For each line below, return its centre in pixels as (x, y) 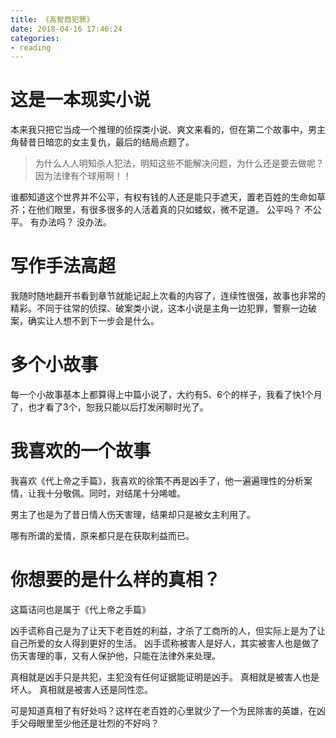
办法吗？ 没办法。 (75, 222)
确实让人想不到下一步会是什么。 (93, 321)
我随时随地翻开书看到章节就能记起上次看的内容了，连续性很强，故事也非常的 (168, 296)
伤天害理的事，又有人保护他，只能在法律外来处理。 (115, 655)
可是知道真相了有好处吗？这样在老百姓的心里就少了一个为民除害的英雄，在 (163, 710)
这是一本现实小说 (81, 100)
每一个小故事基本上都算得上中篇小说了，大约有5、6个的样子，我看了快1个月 (166, 395)
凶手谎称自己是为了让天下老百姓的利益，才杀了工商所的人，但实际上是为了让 (168, 630)
